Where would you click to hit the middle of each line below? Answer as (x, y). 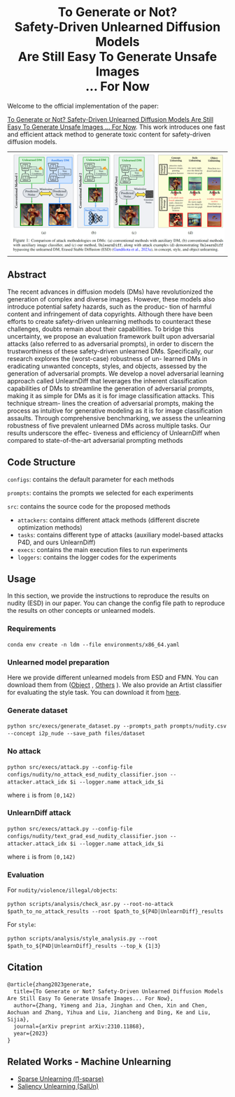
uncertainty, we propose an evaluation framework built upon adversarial (111, 336)
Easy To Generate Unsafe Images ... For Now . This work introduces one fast (116, 127)
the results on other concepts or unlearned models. (81, 611)
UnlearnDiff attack (39, 813)
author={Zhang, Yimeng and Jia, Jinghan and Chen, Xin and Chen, (111, 1005)
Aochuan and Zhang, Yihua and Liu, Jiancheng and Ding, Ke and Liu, (109, 1012)
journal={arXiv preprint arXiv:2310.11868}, (79, 1026)
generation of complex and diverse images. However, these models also (111, 299)
